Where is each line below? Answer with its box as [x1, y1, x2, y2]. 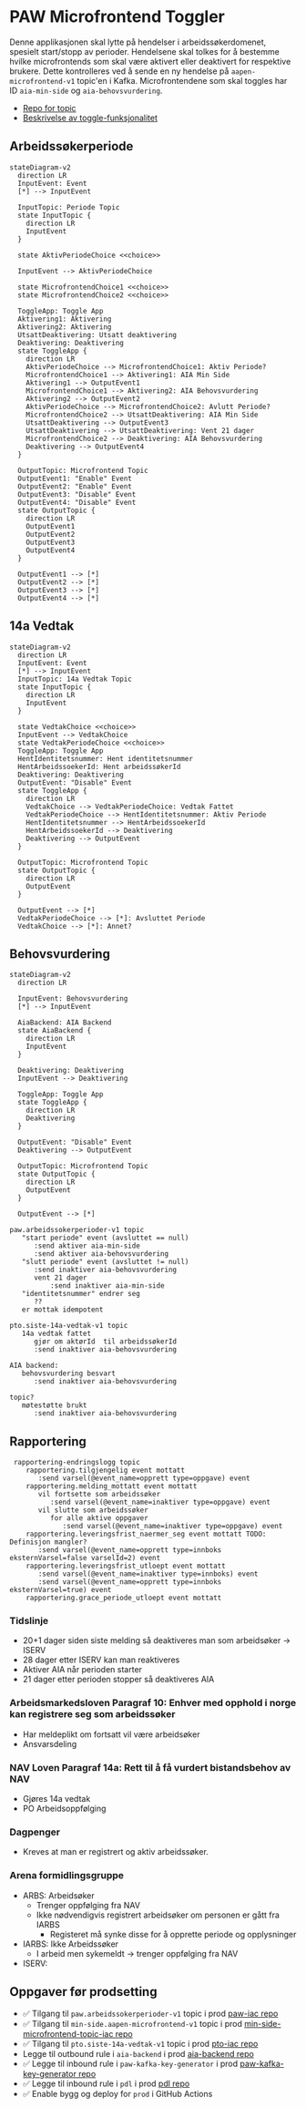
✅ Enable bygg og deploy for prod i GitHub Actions [22, 2089, 213, 2100]
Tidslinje [9, 1615, 49, 1628]
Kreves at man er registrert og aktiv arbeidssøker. [22, 1846, 209, 1857]
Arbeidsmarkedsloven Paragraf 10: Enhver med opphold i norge [9, 1697, 297, 1710]
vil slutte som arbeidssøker [37, 1506, 148, 1515]
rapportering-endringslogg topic [13, 1458, 141, 1467]
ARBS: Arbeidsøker [22, 1889, 96, 1901]
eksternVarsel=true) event [9, 1586, 112, 1595]
